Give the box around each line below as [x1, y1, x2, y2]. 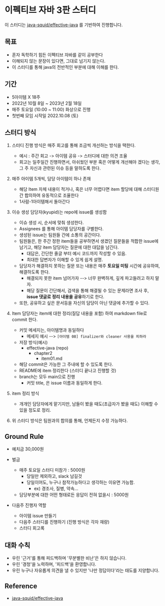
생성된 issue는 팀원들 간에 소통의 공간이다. [19, 232, 102, 238]
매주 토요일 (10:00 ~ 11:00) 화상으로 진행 [11, 106, 91, 112]
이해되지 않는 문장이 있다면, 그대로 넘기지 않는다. [11, 58, 106, 64]
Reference [4, 582, 38, 591]
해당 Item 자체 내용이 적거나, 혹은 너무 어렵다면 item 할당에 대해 [19, 186, 142, 192]
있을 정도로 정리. [19, 407, 51, 413]
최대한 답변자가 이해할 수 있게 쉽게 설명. [26, 257, 103, 262]
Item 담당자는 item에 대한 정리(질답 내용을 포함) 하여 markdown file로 [11, 310, 147, 316]
